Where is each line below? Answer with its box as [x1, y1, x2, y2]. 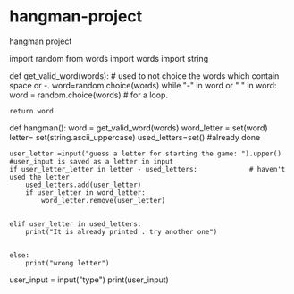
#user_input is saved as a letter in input [9, 156, 174, 166]
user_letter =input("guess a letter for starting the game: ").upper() [9, 149, 281, 158]
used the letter [9, 172, 70, 181]
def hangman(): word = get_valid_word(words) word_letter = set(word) [9, 122, 268, 133]
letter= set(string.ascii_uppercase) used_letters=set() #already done [9, 131, 261, 142]
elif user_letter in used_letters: [9, 219, 142, 229]
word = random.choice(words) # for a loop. [9, 89, 168, 100]
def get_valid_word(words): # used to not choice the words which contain [9, 70, 280, 81]
